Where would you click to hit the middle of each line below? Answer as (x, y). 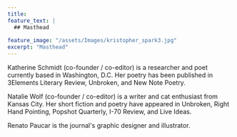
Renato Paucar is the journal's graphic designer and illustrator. (99, 125)
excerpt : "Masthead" (38, 47)
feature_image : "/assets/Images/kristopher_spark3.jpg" (92, 41)
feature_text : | (31, 21)
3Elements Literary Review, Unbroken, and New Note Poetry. (96, 82)
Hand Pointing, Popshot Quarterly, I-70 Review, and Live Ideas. (100, 112)
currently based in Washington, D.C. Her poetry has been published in (110, 75)
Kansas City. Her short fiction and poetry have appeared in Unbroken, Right (118, 104)
